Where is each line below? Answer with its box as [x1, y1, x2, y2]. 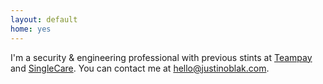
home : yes [10, 24, 52, 34]
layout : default [10, 14, 78, 25]
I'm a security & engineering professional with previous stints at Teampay [10, 51, 313, 63]
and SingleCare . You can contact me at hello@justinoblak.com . [10, 62, 270, 74]
